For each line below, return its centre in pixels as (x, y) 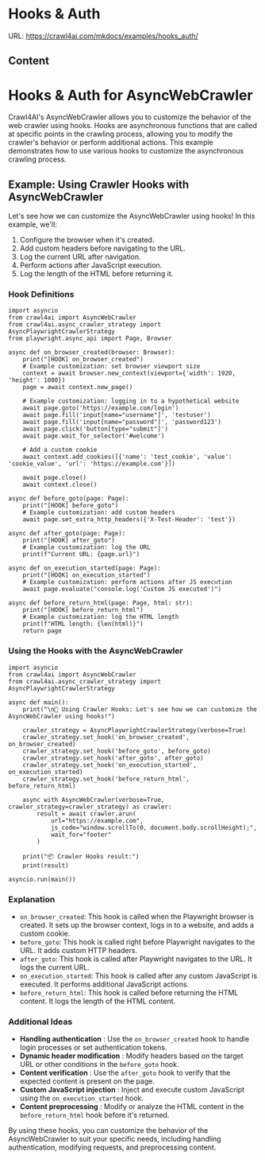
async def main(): (38, 702)
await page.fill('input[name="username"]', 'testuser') (117, 415)
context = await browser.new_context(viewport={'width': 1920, (129, 374)
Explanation (32, 899)
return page (42, 631)
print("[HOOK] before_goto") (71, 506)
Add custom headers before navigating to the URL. (103, 248)
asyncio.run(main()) (42, 879)
